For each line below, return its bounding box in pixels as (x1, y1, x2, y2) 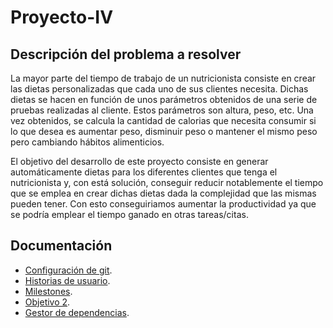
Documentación (10, 237, 113, 255)
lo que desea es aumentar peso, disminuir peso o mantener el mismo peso (10, 126, 318, 137)
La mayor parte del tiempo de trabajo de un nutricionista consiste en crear (10, 72, 317, 84)
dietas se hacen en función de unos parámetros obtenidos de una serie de (10, 94, 318, 105)
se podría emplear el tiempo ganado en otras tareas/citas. (10, 209, 249, 220)
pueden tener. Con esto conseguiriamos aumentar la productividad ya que (10, 198, 317, 210)
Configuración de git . (24, 264, 113, 276)
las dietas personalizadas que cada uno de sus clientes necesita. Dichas (10, 83, 309, 95)
